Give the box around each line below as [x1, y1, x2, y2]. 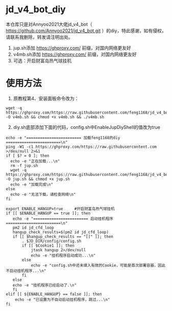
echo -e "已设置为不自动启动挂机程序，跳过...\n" [15, 297, 110, 302]
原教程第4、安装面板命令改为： [13, 95, 79, 101]
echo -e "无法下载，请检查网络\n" [10, 192, 76, 197]
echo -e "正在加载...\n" [10, 159, 60, 164]
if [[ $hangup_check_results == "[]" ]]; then [12, 234, 114, 239]
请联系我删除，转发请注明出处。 [6, 34, 73, 40]
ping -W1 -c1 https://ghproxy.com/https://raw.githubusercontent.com [6, 144, 157, 149]
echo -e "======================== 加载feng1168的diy [6, 135, 120, 140]
